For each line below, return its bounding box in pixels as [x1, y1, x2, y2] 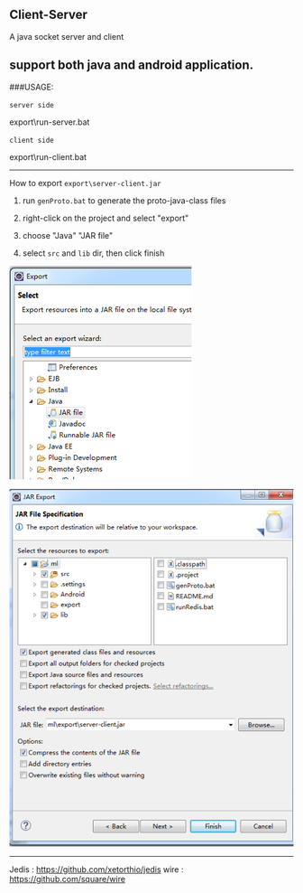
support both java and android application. [9, 58, 254, 73]
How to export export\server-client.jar [9, 177, 161, 188]
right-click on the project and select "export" [22, 212, 189, 223]
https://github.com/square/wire [9, 874, 126, 885]
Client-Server [9, 7, 88, 23]
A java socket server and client [9, 31, 124, 42]
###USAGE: [9, 81, 54, 92]
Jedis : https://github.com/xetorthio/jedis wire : [9, 864, 184, 875]
